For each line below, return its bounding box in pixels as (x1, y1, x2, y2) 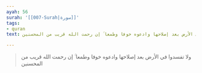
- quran (6, 25, 26, 32)
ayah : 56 (6, 8, 28, 15)
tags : (6, 20, 20, 26)
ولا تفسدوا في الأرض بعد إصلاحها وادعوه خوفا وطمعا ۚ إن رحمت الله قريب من (20, 53, 191, 60)
